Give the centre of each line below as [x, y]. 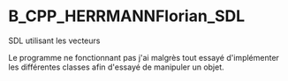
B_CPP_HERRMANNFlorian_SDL [127, 16]
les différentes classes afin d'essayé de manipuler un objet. [116, 67]
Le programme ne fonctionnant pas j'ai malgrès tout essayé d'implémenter [144, 57]
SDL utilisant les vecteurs [54, 40]
